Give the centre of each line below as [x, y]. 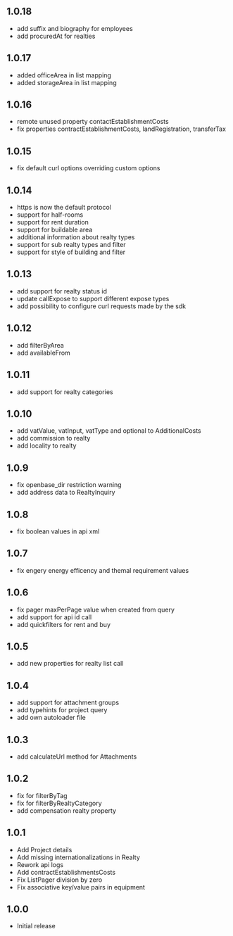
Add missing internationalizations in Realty [78, 857]
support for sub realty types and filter [71, 245]
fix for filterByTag [42, 795]
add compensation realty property [67, 810]
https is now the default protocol [64, 208]
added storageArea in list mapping [67, 82]
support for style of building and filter [71, 252]
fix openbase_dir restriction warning [69, 485]
